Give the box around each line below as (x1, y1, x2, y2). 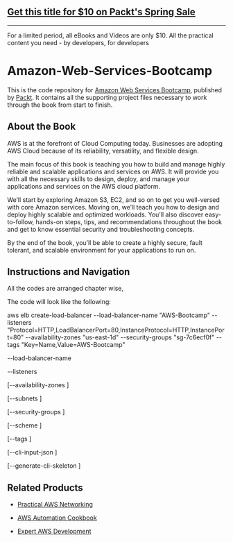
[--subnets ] (7, 394, 42, 403)
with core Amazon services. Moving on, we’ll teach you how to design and (7, 203, 220, 211)
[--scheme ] (7, 421, 42, 430)
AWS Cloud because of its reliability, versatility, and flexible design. (7, 146, 199, 155)
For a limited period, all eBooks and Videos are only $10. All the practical (7, 31, 214, 40)
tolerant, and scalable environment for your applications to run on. (7, 246, 196, 254)
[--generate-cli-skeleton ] (7, 461, 81, 470)
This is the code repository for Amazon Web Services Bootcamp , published (7, 85, 223, 94)
